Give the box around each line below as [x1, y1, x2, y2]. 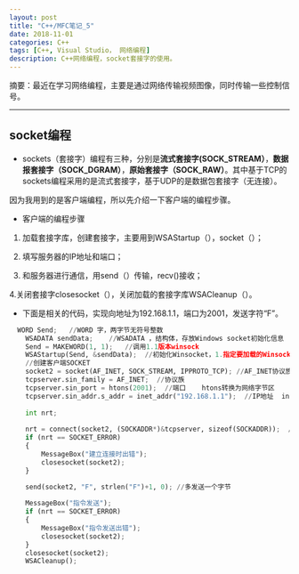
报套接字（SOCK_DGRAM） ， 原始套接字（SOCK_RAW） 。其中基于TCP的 [21, 164, 287, 174]
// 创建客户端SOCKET [25, 359, 91, 368]
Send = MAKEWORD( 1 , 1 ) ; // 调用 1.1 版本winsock [25, 342, 200, 352]
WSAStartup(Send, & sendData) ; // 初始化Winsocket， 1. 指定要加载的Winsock [25, 351, 291, 360]
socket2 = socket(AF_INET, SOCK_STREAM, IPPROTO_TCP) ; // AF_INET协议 [25, 367, 287, 376]
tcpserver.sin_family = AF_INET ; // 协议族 [25, 376, 185, 384]
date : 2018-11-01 [9, 29, 74, 38]
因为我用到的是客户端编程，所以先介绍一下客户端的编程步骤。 [9, 194, 236, 205]
